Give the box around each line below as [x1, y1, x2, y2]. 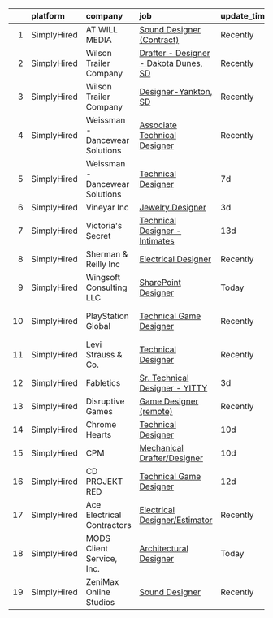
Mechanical [139, 443, 184, 453]
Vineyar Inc [85, 202, 129, 213]
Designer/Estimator [139, 515, 213, 525]
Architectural [139, 543, 189, 554]
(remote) [139, 406, 173, 417]
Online [85, 586, 111, 598]
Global [85, 321, 111, 331]
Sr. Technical [139, 373, 189, 383]
